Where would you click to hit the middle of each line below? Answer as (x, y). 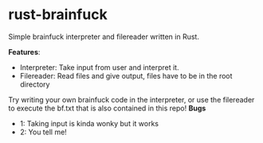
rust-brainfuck (58, 15)
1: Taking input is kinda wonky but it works (89, 123)
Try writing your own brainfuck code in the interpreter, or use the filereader (131, 99)
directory (35, 84)
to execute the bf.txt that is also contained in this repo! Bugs (107, 108)
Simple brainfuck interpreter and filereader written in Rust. (104, 37)
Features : (24, 52)
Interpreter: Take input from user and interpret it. (99, 67)
